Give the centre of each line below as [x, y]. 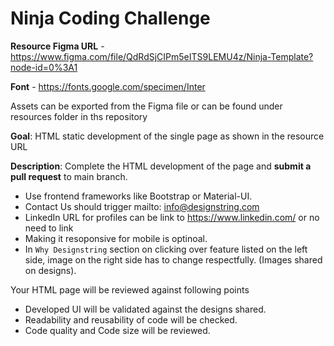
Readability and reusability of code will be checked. [131, 319]
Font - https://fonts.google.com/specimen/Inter [108, 86]
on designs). [50, 270]
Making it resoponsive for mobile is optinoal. [116, 238]
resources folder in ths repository [79, 116]
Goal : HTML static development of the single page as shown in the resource [167, 136]
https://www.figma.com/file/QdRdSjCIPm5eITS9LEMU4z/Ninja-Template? [162, 56]
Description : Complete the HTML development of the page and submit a [161, 166]
